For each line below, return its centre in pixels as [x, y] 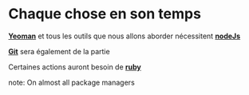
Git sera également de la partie [59, 51]
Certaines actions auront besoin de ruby [75, 67]
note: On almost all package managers [72, 82]
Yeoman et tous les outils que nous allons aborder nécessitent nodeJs [125, 36]
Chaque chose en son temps [105, 14]
